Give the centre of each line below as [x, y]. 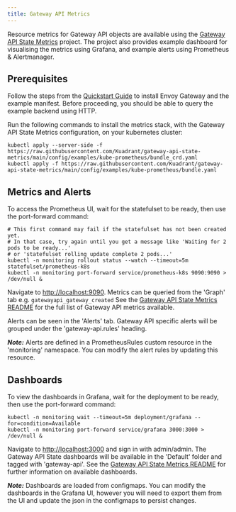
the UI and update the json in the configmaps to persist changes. [102, 501]
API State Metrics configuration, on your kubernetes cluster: [95, 133]
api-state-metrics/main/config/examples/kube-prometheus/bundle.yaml [112, 170]
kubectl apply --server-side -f [55, 145]
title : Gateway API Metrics [49, 14]
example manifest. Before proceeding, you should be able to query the [111, 104]
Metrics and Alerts [49, 192]
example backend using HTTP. [52, 111]
